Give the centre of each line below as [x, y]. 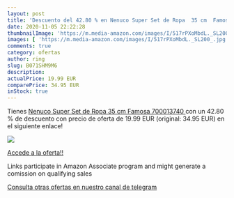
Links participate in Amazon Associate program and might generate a [107, 166]
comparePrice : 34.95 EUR [43, 85]
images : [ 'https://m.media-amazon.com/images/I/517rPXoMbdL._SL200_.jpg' [118, 40]
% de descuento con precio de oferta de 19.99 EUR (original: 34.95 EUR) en [116, 119]
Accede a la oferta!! [36, 153]
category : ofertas [34, 53]
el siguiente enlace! [35, 126]
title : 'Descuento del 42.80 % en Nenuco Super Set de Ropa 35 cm [107, 20]
